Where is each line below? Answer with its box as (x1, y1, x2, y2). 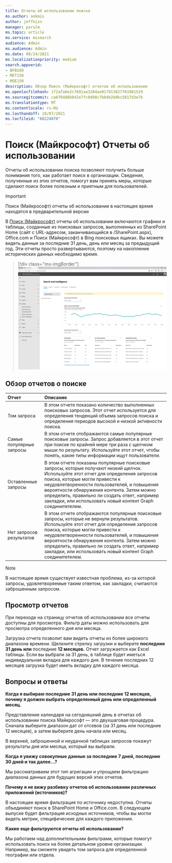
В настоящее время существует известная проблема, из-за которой (5, 575, 156, 581)
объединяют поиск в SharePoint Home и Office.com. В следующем (5, 805, 150, 811)
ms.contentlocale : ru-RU (5, 106, 58, 111)
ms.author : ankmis (5, 13, 45, 19)
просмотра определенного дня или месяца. (5, 625, 102, 632)
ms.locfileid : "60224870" (5, 116, 60, 121)
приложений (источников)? (5, 789, 68, 795)
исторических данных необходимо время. (5, 251, 99, 257)
